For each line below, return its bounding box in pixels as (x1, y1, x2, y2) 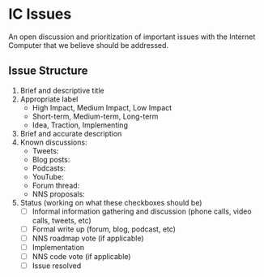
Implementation (32, 242, 85, 252)
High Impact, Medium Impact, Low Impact (32, 102, 172, 112)
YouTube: (32, 171, 65, 181)
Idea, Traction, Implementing (32, 119, 128, 130)
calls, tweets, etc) (32, 215, 92, 225)
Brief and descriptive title (19, 85, 104, 95)
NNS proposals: (32, 188, 85, 199)
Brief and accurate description (19, 128, 122, 138)
